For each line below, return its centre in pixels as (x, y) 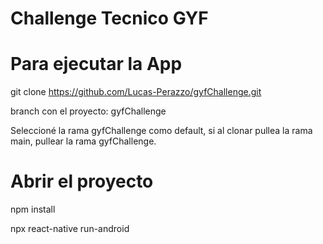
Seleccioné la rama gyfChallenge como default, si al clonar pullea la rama (161, 131)
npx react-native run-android (70, 229)
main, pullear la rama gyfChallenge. (83, 141)
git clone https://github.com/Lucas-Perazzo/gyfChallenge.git (136, 92)
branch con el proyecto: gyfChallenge (88, 111)
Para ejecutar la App (96, 64)
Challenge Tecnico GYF (109, 18)
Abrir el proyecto (82, 181)
